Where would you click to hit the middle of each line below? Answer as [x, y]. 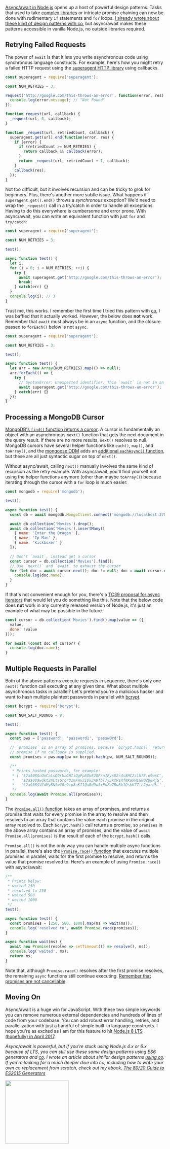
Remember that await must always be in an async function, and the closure [83, 321]
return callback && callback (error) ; [63, 152]
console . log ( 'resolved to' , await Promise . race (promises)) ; [74, 928]
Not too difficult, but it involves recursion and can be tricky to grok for [78, 189]
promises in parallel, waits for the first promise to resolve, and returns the [82, 856]
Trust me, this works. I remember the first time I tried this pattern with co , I [83, 310]
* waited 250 [21, 886]
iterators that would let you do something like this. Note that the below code [84, 600]
